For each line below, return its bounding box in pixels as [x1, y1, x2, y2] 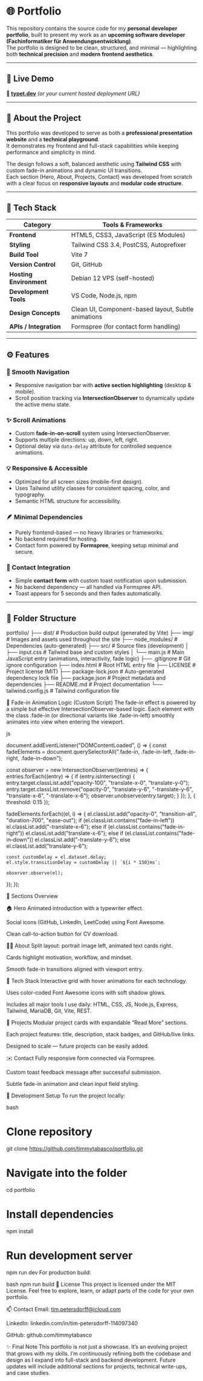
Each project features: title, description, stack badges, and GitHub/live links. [6, 1031, 195, 1038]
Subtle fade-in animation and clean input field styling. [6, 1080, 140, 1088]
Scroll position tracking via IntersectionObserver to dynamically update [14, 394, 195, 402]
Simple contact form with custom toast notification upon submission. [14, 577, 188, 584]
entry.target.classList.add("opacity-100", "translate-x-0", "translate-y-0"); [6, 779, 190, 787]
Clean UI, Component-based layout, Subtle [71, 305, 194, 313]
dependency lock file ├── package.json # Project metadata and [6, 674, 166, 682]
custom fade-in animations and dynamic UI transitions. [6, 167, 143, 174]
